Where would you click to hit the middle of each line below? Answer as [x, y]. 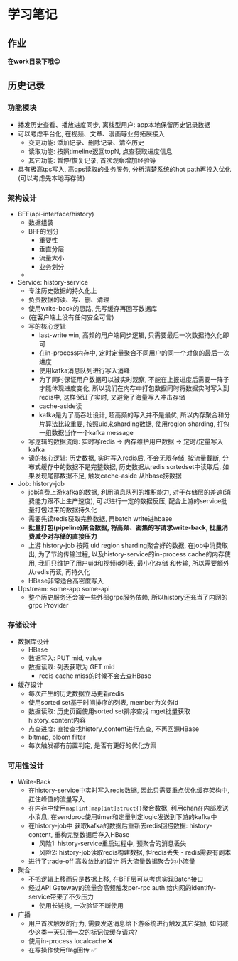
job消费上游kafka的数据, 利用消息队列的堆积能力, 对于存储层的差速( [126, 492]
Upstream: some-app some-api [64, 588]
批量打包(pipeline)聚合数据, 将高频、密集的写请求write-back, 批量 [125, 527]
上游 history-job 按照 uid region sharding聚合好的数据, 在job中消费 [125, 545]
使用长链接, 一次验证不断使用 [81, 905]
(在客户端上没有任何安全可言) [71, 317]
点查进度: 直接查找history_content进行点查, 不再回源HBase [114, 729]
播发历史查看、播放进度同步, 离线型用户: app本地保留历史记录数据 [114, 124]
